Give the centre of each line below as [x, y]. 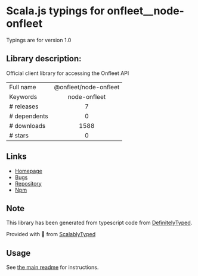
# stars [19, 135]
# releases [24, 106]
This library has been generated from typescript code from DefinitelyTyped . [99, 223]
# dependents [29, 116]
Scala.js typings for [55, 11]
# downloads [27, 126]
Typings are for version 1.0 [39, 40]
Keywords [23, 96]
